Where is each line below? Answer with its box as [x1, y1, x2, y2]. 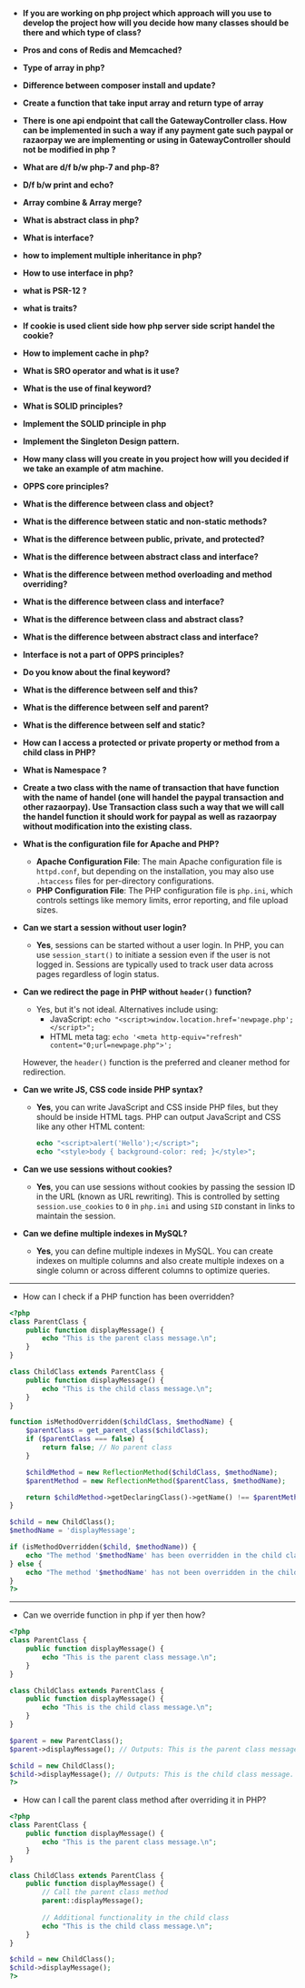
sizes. [35, 904, 59, 915]
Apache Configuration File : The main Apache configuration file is [35, 856, 283, 867]
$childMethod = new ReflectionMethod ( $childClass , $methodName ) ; [25, 1468, 279, 1477]
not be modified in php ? [22, 145, 116, 155]
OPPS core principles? [22, 481, 109, 491]
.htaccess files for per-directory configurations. [35, 875, 215, 886]
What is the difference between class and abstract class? [22, 614, 244, 624]
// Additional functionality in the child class [42, 1912, 230, 1922]
